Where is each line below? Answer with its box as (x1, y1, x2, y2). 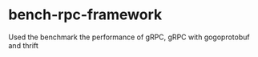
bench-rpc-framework (8, 6, 163, 24)
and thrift (8, 40, 38, 50)
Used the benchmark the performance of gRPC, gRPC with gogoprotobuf (8, 32, 250, 42)
